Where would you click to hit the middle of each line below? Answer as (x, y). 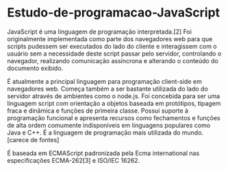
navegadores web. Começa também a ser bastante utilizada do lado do (108, 89)
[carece (18, 139)
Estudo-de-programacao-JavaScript (114, 13)
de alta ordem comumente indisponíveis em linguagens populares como (109, 125)
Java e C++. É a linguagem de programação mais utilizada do (94, 133)
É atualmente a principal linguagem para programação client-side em (104, 81)
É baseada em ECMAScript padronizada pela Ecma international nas (103, 153)
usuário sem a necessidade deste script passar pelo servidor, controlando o (114, 54)
